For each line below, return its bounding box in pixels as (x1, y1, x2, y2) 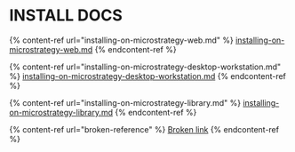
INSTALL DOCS (9, 5, 123, 26)
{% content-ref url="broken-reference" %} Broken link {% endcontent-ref (9, 124, 280, 134)
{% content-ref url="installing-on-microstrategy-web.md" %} (9, 35, 234, 45)
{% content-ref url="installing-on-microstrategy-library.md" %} (9, 97, 242, 108)
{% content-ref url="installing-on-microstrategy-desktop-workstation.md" (9, 61, 282, 72)
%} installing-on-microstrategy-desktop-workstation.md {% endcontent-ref (9, 70, 287, 81)
